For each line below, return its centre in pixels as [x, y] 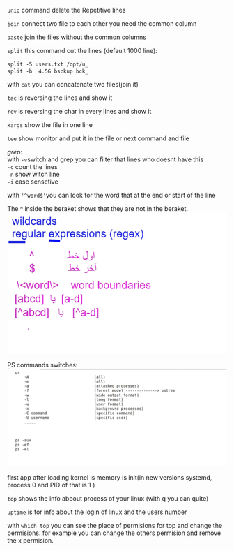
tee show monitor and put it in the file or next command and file [99, 138]
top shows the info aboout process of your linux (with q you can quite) [108, 498]
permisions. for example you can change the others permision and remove [114, 533]
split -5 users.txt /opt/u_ [48, 64]
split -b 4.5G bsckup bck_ [48, 71]
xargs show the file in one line [50, 125]
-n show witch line [34, 174]
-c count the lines [32, 167]
